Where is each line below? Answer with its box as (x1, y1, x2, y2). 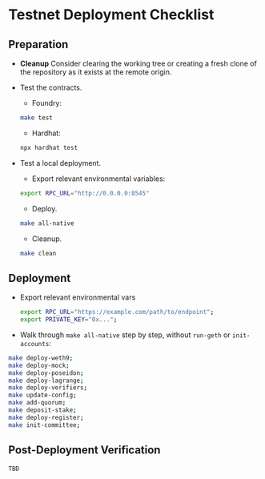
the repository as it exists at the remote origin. (19, 67, 172, 77)
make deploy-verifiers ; (8, 384, 88, 392)
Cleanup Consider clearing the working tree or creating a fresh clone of (19, 58, 258, 68)
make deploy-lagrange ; (8, 376, 84, 384)
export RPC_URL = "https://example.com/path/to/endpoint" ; (19, 308, 215, 316)
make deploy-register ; (8, 413, 84, 421)
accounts (19, 340, 50, 348)
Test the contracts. (19, 83, 82, 92)
